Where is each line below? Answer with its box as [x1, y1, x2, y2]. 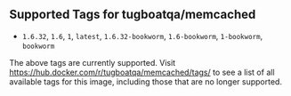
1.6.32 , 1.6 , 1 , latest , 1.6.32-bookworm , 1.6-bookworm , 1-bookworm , [21, 30, 263, 41]
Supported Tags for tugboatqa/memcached [9, 7, 256, 22]
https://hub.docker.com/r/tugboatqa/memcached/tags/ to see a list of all [9, 67, 275, 77]
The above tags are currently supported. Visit [9, 57, 176, 68]
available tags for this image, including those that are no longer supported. [9, 76, 283, 87]
